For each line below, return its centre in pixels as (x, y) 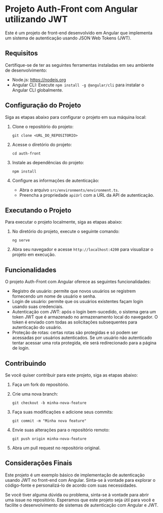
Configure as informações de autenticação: (55, 180)
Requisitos (21, 53)
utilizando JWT (36, 19)
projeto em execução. (34, 255)
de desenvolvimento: (26, 70)
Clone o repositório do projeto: (43, 126)
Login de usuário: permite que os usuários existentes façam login (78, 302)
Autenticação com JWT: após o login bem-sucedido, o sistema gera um (84, 312)
